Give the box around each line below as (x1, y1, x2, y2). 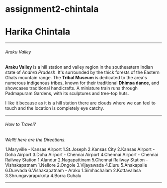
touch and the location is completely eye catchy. (5, 105, 104, 111)
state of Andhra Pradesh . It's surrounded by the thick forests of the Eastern (5, 69, 160, 75)
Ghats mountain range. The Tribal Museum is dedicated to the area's (5, 75, 147, 81)
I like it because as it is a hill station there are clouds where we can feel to (5, 100, 156, 106)
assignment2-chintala (5, 3, 99, 15)
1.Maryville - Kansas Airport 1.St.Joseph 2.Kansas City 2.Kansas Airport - (5, 146, 155, 152)
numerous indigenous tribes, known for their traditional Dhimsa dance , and (5, 80, 160, 86)
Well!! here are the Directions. (5, 137, 66, 142)
